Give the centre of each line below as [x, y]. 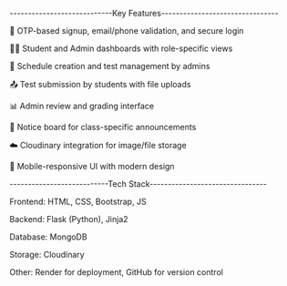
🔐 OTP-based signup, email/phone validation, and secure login [127, 31]
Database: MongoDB [49, 237]
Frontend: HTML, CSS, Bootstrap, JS [78, 201]
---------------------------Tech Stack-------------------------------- [138, 184]
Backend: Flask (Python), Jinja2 [69, 219]
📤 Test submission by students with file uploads [100, 84]
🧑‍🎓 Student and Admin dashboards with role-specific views [121, 48]
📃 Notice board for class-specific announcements [103, 127]
